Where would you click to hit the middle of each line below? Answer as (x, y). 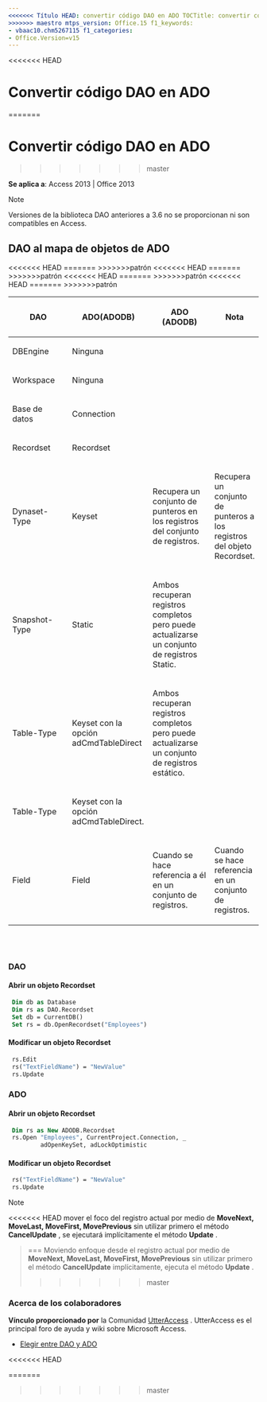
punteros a (234, 516)
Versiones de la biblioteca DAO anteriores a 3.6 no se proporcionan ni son (129, 215)
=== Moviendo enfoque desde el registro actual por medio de (129, 1250)
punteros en (175, 511)
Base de (27, 409)
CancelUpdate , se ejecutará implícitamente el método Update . (113, 1235)
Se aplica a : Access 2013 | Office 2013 (72, 184)
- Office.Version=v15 (44, 38)
